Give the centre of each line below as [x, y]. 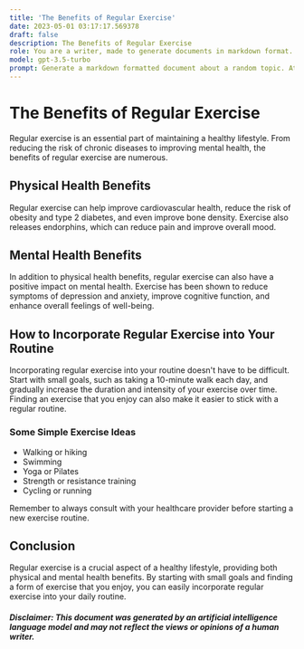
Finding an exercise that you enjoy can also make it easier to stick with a [144, 399]
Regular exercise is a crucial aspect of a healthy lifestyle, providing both [143, 568]
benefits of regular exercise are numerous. [89, 157]
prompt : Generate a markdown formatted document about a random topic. [147, 69]
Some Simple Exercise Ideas [73, 433]
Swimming [42, 462]
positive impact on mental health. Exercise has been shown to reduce [139, 287]
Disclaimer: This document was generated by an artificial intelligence [144, 617]
